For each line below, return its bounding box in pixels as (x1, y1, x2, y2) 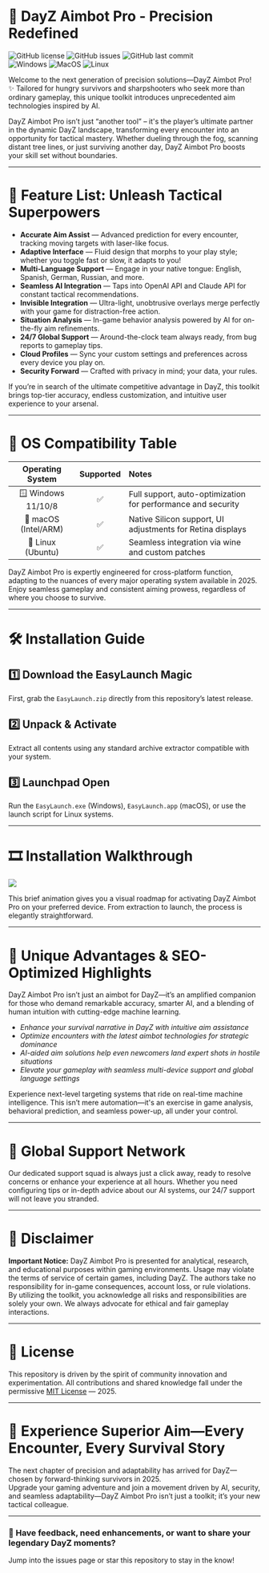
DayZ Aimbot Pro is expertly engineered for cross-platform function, (8, 567, 234, 577)
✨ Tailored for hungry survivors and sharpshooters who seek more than (8, 83, 246, 93)
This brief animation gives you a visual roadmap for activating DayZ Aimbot (8, 894, 256, 903)
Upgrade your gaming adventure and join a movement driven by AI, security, (8, 1483, 261, 1493)
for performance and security (128, 499, 240, 510)
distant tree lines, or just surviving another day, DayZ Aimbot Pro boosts (8, 142, 246, 152)
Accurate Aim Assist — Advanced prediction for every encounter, (19, 229, 239, 239)
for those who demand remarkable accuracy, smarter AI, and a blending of (8, 999, 255, 1008)
